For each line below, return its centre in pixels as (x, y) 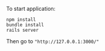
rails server (22, 30)
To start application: (31, 9)
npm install (21, 20)
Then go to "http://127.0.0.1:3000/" (53, 41)
